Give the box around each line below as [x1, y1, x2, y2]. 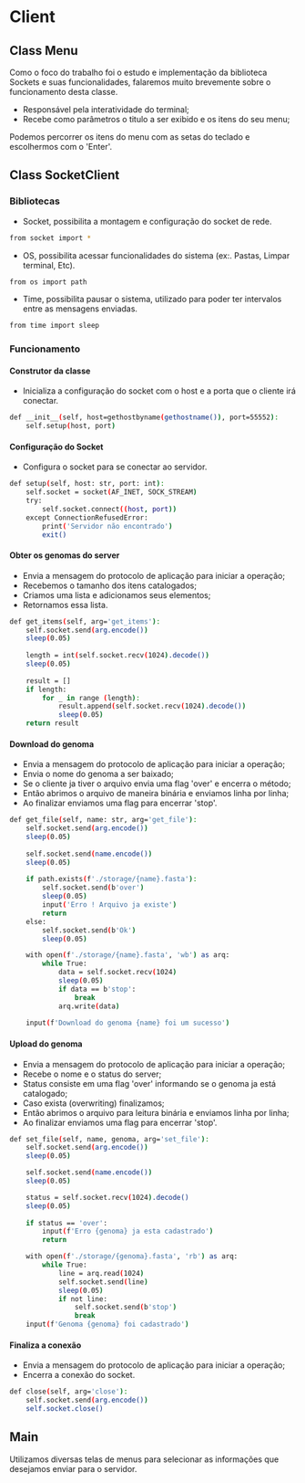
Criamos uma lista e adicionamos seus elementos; [22, 589, 211, 600]
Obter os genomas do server [9, 550, 120, 561]
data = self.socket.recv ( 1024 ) [57, 968, 178, 977]
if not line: [57, 1294, 107, 1303]
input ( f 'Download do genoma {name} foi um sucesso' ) [25, 1018, 230, 1028]
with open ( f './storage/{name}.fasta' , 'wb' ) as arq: [25, 951, 230, 960]
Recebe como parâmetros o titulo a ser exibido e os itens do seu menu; [22, 114, 290, 124]
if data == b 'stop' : [57, 984, 137, 994]
